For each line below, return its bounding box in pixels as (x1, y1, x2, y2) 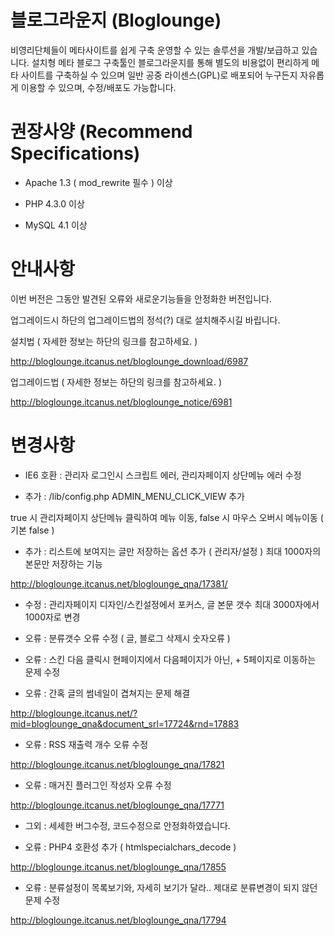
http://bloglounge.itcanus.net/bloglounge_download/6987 (10, 355, 249, 367)
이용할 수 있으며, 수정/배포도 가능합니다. (20, 81, 177, 93)
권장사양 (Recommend (10, 121, 193, 143)
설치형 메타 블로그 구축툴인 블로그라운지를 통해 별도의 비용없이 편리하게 (31, 56, 310, 68)
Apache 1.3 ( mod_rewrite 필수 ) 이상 (24, 176, 173, 188)
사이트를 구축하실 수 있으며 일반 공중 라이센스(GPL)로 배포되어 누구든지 (20, 69, 298, 81)
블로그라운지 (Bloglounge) (10, 9, 222, 32)
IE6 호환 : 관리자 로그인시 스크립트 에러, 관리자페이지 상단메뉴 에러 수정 (24, 469, 302, 481)
